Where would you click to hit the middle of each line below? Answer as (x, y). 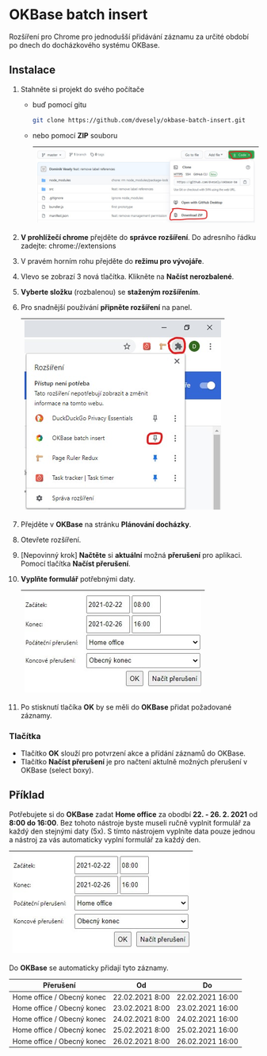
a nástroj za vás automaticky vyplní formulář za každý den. (105, 839)
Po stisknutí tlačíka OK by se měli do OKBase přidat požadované (126, 707)
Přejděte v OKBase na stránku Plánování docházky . (106, 524)
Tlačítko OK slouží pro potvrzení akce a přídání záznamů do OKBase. (133, 753)
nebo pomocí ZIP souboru (75, 135)
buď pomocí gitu (59, 104)
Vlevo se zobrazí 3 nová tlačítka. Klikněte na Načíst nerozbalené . (127, 277)
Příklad (27, 795)
